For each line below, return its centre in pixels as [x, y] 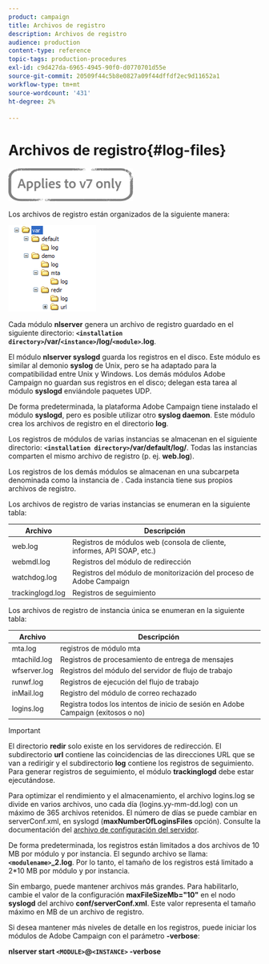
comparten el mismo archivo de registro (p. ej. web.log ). [101, 456]
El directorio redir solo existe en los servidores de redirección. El [115, 746]
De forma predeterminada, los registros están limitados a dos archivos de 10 [134, 845]
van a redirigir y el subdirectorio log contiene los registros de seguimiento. [131, 763]
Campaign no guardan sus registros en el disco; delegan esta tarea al [123, 383]
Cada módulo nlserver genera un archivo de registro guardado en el [121, 325]
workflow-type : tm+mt [44, 84]
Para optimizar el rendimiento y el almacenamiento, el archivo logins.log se [132, 795]
